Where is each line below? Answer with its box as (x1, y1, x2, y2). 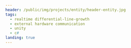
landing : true (5, 35, 36, 40)
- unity (10, 26, 26, 31)
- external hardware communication (10, 21, 85, 26)
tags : (5, 12, 17, 17)
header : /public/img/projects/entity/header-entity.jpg (5, 7, 126, 12)
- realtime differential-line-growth (10, 16, 90, 21)
